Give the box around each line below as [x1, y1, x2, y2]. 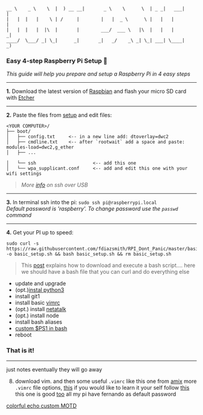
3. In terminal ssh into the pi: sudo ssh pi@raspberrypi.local [6, 199, 157, 206]
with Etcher [6, 94, 35, 101]
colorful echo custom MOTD [6, 402, 77, 409]
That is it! [6, 346, 34, 355]
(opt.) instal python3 [14, 286, 65, 294]
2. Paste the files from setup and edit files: [6, 112, 112, 119]
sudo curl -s [6, 240, 39, 247]
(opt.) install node [14, 312, 59, 320]
